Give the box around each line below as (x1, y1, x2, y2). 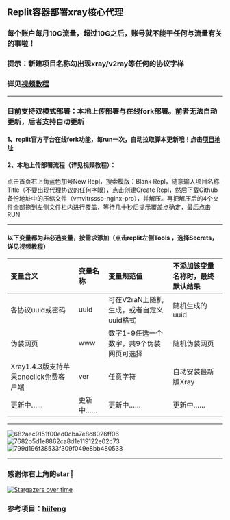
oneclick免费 (17, 372, 59, 382)
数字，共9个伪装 (108, 338, 161, 348)
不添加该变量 (172, 261, 214, 271)
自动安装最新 (172, 367, 214, 377)
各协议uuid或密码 (10, 306, 66, 315)
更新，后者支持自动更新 (7, 117, 84, 127)
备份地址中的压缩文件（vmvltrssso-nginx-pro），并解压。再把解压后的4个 (7, 195, 214, 203)
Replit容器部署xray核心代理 (7, 6, 124, 18)
